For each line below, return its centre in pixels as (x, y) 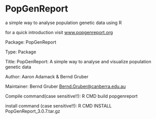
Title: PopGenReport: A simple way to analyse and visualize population (78, 61)
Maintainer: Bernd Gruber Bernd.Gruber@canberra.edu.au (65, 86)
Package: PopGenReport (31, 42)
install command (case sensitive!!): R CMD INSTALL (59, 105)
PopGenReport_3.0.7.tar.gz (33, 111)
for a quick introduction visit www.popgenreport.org (59, 32)
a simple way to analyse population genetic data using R (63, 23)
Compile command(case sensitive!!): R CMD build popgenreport (71, 96)
